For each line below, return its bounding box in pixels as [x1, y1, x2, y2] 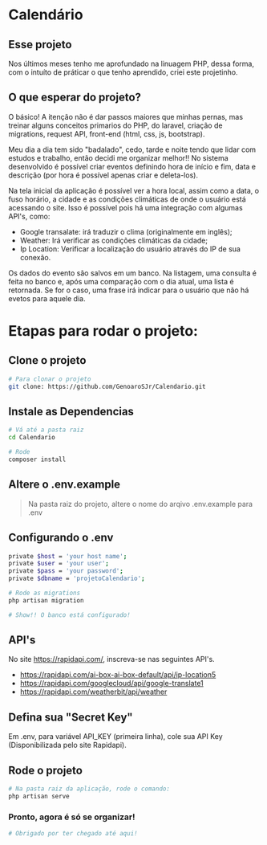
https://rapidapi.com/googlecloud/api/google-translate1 [19, 679, 204, 688]
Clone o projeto [8, 353, 87, 367]
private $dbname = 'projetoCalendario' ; [8, 574, 146, 583]
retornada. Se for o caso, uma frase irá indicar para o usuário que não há [8, 285, 249, 295]
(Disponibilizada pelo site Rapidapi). [8, 741, 127, 750]
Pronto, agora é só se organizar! [8, 811, 136, 823]
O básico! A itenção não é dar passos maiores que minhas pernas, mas [8, 112, 243, 121]
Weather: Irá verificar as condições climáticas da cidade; [19, 235, 208, 245]
